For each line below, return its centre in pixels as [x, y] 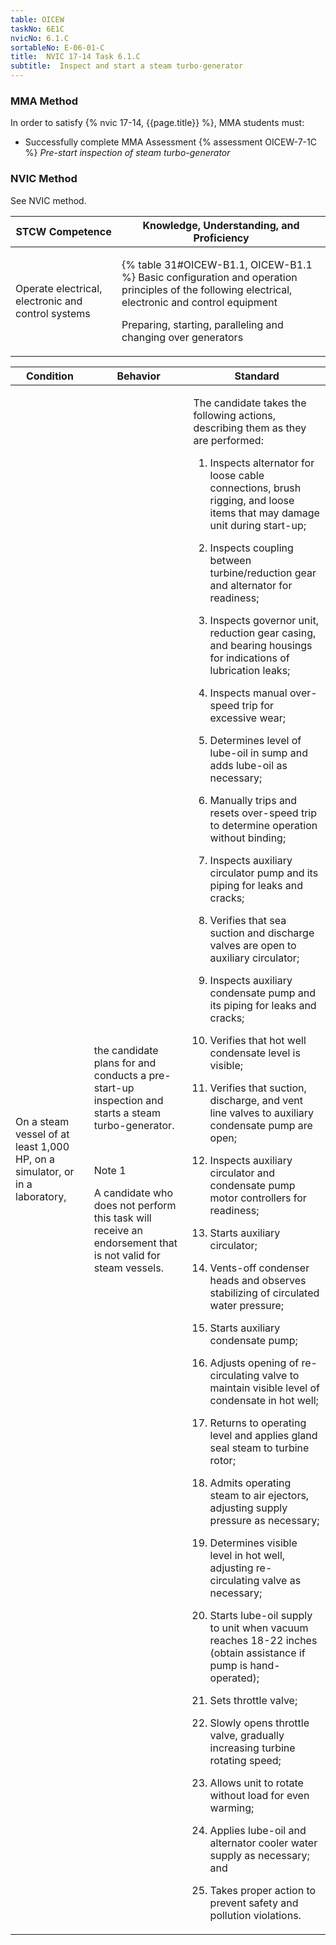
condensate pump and [263, 993]
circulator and [242, 1173]
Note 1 [110, 1170]
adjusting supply [248, 1508]
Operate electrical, [59, 288]
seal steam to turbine [259, 1448]
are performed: [228, 440]
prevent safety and [254, 1903]
